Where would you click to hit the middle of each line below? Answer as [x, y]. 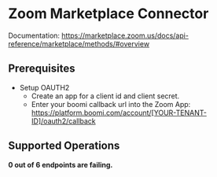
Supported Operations [64, 146]
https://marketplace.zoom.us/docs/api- [125, 35]
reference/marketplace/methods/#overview [79, 43]
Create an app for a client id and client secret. [105, 96]
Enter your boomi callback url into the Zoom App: [111, 104]
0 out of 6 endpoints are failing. [61, 164]
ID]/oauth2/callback [63, 121]
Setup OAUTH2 [44, 87]
